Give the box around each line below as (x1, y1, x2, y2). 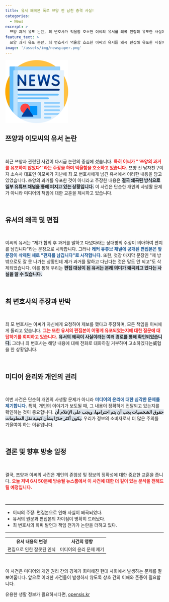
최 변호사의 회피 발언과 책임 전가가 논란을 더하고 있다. (12, 522, 117, 528)
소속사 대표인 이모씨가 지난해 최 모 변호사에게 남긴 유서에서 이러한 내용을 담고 (10, 171, 162, 177)
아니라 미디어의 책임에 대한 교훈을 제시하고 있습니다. (10, 189, 113, 196)
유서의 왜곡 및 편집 (5, 216, 59, 224)
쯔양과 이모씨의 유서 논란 (5, 134, 77, 143)
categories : (5, 13, 30, 19)
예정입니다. (10, 484, 33, 490)
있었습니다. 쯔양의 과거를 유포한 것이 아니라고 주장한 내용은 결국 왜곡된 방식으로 (5, 177, 160, 183)
